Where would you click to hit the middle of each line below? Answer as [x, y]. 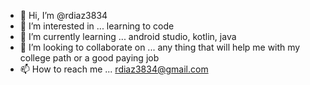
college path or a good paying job [89, 58]
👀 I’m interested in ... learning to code [97, 26]
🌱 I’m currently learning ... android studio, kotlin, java [128, 36]
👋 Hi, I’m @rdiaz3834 [63, 15]
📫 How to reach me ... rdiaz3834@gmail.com [114, 69]
